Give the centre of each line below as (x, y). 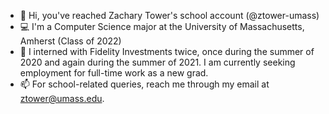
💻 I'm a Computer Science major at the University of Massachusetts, (162, 26)
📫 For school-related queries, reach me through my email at (144, 84)
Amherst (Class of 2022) (70, 41)
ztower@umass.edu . (62, 98)
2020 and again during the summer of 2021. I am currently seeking (157, 62)
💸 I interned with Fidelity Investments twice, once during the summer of (167, 51)
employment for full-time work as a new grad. (114, 73)
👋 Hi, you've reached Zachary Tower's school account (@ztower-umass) (169, 15)
